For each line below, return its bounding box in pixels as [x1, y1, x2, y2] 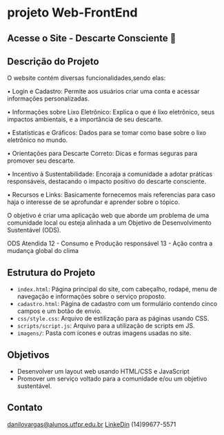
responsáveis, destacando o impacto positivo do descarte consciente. [7, 177, 207, 185]
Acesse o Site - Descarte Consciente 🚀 [7, 32, 176, 44]
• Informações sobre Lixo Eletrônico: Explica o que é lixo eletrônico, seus [7, 108, 215, 117]
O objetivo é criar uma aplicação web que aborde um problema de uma [7, 212, 210, 220]
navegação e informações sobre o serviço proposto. [17, 292, 167, 301]
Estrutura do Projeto [7, 267, 96, 279]
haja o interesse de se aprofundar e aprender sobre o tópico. [7, 198, 181, 206]
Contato [7, 402, 43, 414]
